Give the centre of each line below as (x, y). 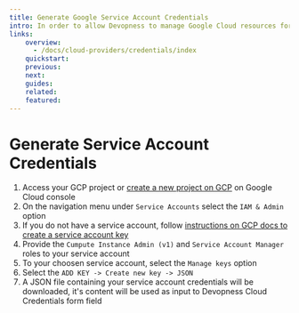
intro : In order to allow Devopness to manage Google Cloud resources (143, 26)
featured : (44, 100)
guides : (39, 84)
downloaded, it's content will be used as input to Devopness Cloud (144, 292)
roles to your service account (76, 253)
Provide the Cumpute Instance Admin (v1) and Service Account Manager (153, 245)
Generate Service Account (109, 144)
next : (36, 76)
